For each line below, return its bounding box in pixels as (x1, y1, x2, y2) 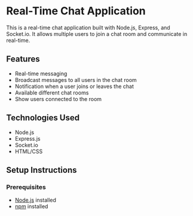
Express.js (14, 135, 41, 142)
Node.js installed (14, 196, 57, 204)
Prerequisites (6, 182, 46, 191)
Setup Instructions (6, 165, 77, 175)
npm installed (14, 203, 48, 210)
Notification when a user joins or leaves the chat (14, 83, 134, 90)
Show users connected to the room (14, 95, 102, 102)
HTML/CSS (14, 148, 43, 155)
